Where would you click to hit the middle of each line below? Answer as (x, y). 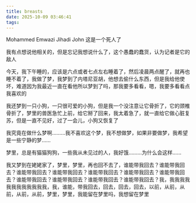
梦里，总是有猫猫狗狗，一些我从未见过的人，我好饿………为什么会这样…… (94, 153)
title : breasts (24, 11)
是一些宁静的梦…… (29, 140)
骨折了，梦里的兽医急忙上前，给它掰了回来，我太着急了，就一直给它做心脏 (95, 113)
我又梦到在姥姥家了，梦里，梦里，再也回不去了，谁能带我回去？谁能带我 (93, 165)
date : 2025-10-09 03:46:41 (39, 17)
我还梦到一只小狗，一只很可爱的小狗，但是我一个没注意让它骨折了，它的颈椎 (98, 106)
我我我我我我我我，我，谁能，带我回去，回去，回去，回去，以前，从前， (93, 187)
